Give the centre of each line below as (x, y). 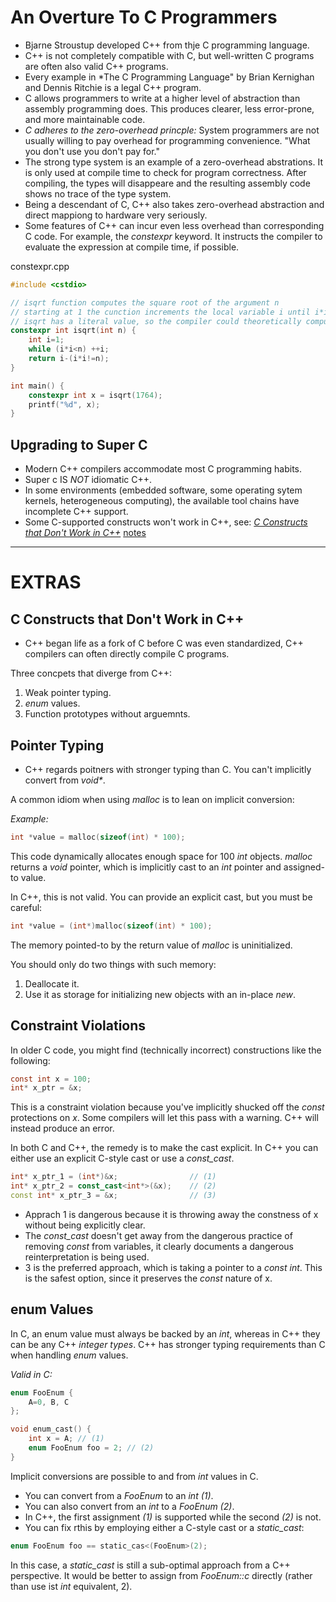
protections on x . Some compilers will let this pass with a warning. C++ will (164, 1118)
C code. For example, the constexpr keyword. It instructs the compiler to (173, 236)
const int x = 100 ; (51, 1079)
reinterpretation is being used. (87, 1257)
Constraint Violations (78, 1026)
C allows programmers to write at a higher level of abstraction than (162, 98)
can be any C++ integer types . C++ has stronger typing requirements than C (168, 1344)
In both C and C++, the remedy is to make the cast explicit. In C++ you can (164, 1148)
